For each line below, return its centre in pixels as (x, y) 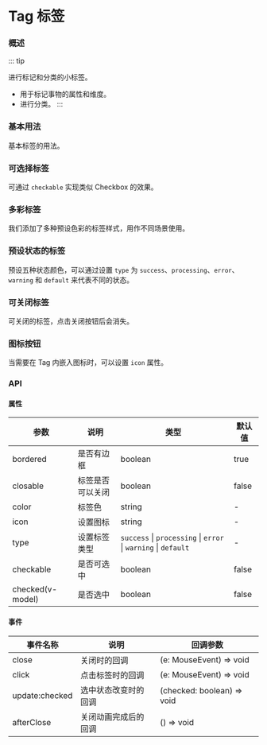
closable (28, 486)
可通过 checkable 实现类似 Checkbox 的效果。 (83, 187)
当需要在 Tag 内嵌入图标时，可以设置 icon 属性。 (88, 363)
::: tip (17, 61)
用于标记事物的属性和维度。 (65, 94)
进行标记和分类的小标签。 (50, 77)
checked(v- (35, 589)
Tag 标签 (37, 16)
